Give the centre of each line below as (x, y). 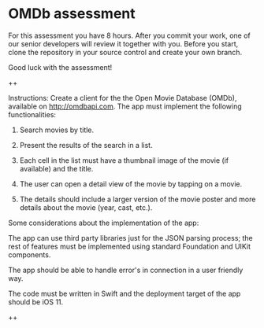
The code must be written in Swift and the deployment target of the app (125, 293)
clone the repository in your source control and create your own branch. (125, 52)
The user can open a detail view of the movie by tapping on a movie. (131, 184)
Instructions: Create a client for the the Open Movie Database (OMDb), (123, 98)
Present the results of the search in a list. (86, 145)
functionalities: (32, 114)
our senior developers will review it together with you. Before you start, (123, 43)
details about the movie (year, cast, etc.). (86, 207)
